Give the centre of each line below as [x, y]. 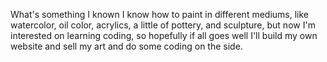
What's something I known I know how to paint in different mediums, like [160, 14]
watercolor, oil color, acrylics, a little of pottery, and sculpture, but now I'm [163, 25]
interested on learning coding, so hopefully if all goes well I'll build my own [164, 35]
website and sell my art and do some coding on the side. [126, 46]
